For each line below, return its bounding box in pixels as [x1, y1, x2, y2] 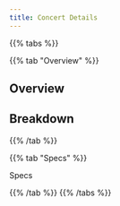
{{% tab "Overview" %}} [9, 55, 99, 65]
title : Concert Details [9, 13, 99, 22]
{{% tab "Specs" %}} [9, 152, 88, 163]
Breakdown [9, 111, 74, 126]
